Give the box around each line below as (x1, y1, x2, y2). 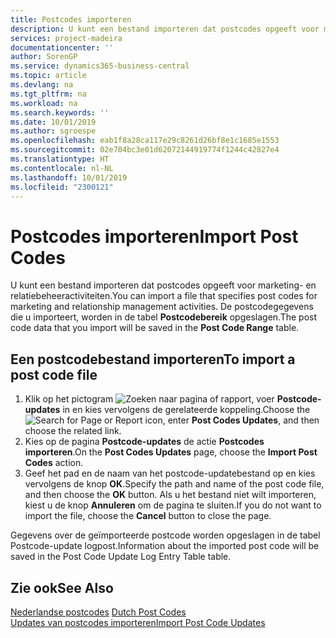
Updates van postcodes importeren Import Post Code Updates (10, 616, 266, 628)
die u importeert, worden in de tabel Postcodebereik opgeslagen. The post (10, 311, 317, 323)
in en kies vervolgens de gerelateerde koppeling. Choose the (62, 404, 311, 416)
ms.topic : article (10, 71, 87, 81)
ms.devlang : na (10, 80, 74, 90)
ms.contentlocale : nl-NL (10, 163, 114, 173)
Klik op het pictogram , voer (24, 393, 275, 405)
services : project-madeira (10, 33, 123, 43)
